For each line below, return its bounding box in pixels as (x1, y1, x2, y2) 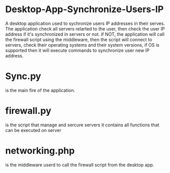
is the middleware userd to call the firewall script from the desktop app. (5, 161, 154, 168)
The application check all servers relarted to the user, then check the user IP (5, 25, 165, 31)
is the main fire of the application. (5, 87, 76, 93)
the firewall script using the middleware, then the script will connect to (5, 37, 152, 43)
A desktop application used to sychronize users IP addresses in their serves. (5, 20, 165, 26)
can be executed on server (5, 127, 62, 133)
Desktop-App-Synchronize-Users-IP (5, 4, 164, 15)
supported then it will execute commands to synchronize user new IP (5, 47, 150, 53)
